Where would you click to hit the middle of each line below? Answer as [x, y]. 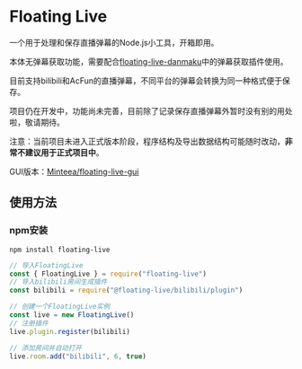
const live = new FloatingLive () [72, 315]
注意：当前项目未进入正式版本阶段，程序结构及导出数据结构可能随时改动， [147, 141]
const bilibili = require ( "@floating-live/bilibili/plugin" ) [126, 290]
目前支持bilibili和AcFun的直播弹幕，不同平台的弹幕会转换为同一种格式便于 [146, 80]
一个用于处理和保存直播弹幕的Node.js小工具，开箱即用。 [114, 42]
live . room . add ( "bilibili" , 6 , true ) [78, 356]
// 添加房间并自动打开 [46, 347]
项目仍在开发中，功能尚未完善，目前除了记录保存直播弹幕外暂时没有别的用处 [151, 110]
